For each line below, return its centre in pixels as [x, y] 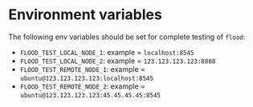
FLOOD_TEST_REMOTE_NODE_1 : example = [83, 69]
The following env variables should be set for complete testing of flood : [127, 37]
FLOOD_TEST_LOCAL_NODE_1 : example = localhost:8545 [107, 52]
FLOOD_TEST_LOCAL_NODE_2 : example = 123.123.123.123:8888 [118, 61]
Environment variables [85, 15]
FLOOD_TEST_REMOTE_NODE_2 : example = [83, 86]
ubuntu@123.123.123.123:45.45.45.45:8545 [90, 95]
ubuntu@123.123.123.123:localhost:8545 [87, 78]
